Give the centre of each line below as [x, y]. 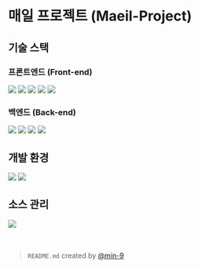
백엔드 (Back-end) [42, 112]
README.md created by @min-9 [76, 255]
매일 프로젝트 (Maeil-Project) [100, 16]
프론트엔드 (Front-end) [50, 72]
